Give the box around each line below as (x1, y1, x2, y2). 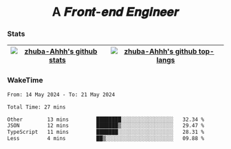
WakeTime (7, 76, 43, 85)
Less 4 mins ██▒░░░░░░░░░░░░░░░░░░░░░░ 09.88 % (7, 135, 205, 142)
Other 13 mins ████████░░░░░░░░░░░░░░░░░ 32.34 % (7, 116, 205, 123)
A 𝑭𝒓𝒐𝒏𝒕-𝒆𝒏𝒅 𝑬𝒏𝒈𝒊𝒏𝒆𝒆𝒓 (52, 4, 179, 20)
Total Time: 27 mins (7, 104, 67, 111)
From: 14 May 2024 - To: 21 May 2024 (7, 91, 115, 98)
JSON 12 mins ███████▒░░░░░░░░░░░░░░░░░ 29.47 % (7, 122, 205, 129)
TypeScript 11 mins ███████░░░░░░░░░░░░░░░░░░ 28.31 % (7, 128, 205, 136)
